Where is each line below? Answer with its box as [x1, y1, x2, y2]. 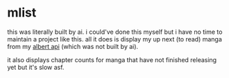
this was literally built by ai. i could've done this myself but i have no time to [7, 28, 223, 36]
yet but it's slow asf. [7, 63, 65, 71]
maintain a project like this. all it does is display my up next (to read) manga [7, 35, 222, 43]
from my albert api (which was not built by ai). [7, 42, 139, 50]
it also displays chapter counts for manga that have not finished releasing [7, 55, 217, 64]
